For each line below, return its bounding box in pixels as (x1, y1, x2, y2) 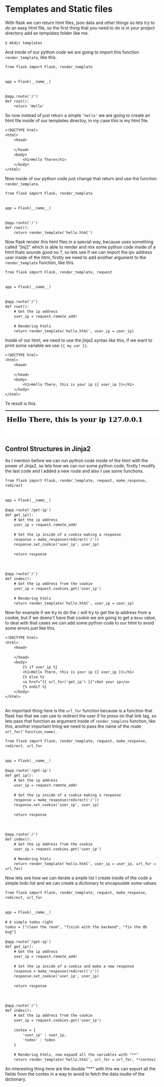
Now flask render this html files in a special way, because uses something (5, 239, 154, 245)
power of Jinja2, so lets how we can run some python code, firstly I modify (5, 463, 155, 469)
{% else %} (22, 675, 45, 679)
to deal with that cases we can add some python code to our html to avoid (5, 620, 154, 626)
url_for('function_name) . (5, 729, 57, 734)
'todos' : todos (22, 1037, 56, 1043)
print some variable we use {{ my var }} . (5, 342, 88, 348)
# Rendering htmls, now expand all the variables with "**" (14, 1052, 139, 1058)
